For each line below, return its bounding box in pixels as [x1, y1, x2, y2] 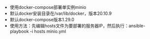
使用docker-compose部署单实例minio [9, 4, 86, 10]
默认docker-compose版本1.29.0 [9, 17, 75, 22]
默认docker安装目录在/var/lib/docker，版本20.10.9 [9, 10, 112, 16]
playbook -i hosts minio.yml [9, 29, 67, 34]
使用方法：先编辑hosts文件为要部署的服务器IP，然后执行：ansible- [9, 23, 146, 29]
